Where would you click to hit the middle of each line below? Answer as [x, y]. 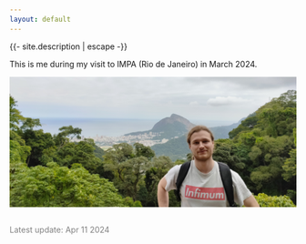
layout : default [40, 19]
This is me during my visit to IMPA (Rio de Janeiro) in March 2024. [133, 64]
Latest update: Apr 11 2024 [60, 230]
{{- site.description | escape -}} [68, 46]
